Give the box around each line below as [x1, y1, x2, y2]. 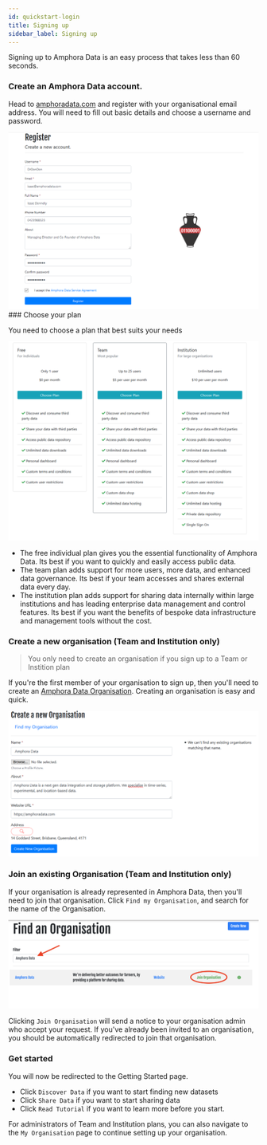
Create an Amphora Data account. [8, 81, 143, 92]
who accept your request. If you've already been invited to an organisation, [8, 1025, 254, 1034]
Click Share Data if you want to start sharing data [19, 1095, 180, 1104]
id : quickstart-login [8, 13, 80, 21]
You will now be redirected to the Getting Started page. [8, 1071, 188, 1080]
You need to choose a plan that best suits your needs [8, 325, 183, 335]
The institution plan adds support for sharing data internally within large [19, 591, 254, 600]
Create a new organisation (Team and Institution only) [8, 636, 220, 647]
